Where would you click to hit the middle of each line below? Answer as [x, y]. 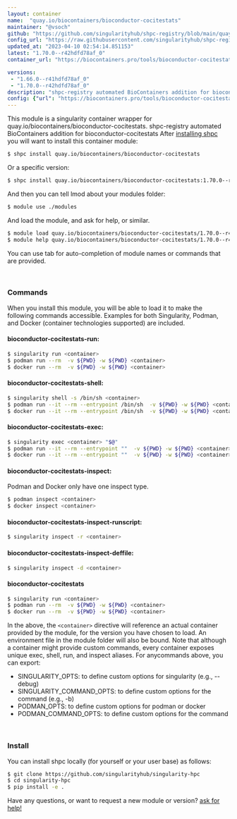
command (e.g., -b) [46, 699]
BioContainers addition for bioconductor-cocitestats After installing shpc [113, 134]
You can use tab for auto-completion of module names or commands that [114, 253]
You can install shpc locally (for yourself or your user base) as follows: [109, 761]
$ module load [28, 233]
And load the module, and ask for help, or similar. [79, 220]
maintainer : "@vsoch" [39, 27]
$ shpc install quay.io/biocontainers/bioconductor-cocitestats [104, 154]
